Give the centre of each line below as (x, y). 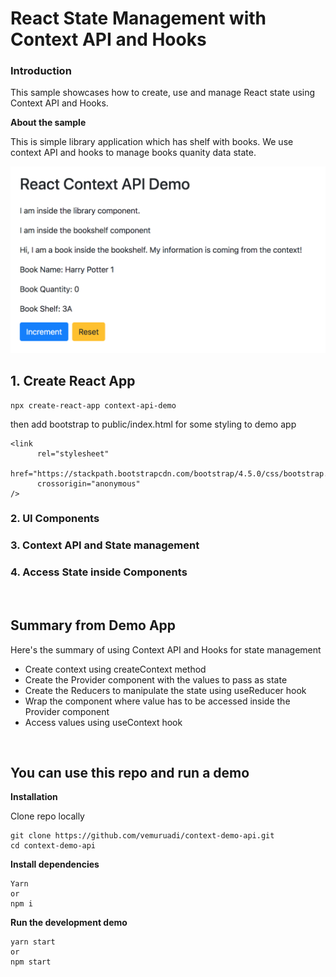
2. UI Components (55, 519)
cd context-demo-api (53, 846)
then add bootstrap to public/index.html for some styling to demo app (153, 424)
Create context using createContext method (115, 669)
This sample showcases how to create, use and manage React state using (163, 93)
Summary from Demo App (93, 625)
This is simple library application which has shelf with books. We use (152, 142)
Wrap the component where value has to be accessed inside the (157, 701)
